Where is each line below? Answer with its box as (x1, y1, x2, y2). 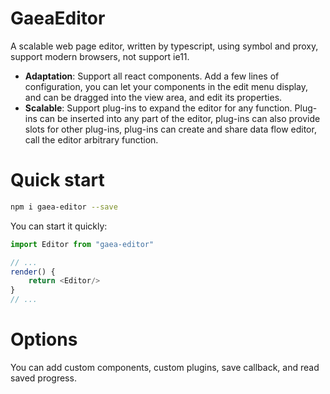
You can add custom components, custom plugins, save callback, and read (10, 361, 320, 373)
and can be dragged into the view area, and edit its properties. (24, 91, 283, 103)
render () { (10, 267, 56, 277)
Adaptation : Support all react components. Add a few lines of (24, 70, 280, 82)
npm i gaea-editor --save (10, 202, 118, 212)
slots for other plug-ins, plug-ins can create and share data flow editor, (24, 123, 317, 135)
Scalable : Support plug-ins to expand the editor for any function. (24, 102, 293, 114)
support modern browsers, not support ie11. (10, 50, 190, 62)
